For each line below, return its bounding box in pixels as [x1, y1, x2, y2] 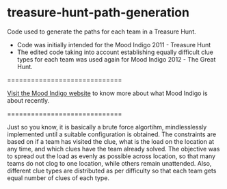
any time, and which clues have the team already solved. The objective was [7, 144, 220, 153]
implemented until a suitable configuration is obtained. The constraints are [7, 130, 217, 138]
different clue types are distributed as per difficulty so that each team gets [7, 166, 217, 175]
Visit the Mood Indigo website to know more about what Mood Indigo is [7, 89, 208, 97]
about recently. [7, 96, 50, 104]
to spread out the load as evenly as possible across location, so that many [7, 152, 216, 160]
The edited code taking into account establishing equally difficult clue [16, 48, 213, 56]
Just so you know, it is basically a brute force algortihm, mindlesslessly [7, 123, 207, 131]
